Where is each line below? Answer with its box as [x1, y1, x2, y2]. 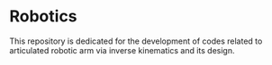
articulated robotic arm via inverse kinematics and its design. [9, 45, 235, 55]
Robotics [9, 6, 78, 27]
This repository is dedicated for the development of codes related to [9, 36, 263, 46]
